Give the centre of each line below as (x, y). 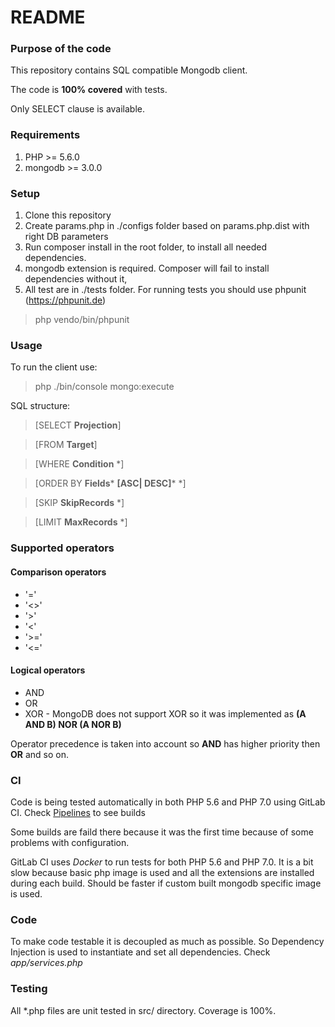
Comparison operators (58, 572)
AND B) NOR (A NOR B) (73, 724)
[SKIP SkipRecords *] (79, 503)
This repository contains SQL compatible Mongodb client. (129, 70)
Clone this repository (68, 215)
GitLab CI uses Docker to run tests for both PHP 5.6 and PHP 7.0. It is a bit (162, 862)
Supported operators (62, 548)
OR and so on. (39, 754)
